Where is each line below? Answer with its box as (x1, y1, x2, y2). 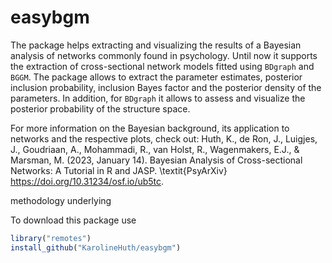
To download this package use (10, 214, 137, 226)
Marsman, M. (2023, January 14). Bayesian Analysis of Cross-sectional (10, 154, 303, 166)
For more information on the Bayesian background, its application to (10, 122, 290, 134)
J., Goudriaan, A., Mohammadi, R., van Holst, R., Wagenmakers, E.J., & (10, 143, 300, 155)
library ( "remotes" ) (10, 233, 92, 243)
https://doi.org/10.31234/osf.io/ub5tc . (10, 175, 165, 187)
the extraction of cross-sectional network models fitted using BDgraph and (10, 60, 315, 72)
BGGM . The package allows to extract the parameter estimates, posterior (10, 71, 303, 83)
